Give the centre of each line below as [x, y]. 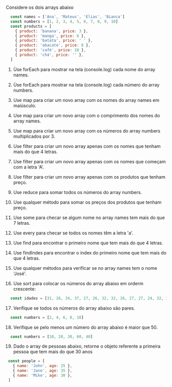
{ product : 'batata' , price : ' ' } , [54, 40]
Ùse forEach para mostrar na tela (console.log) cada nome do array [84, 69]
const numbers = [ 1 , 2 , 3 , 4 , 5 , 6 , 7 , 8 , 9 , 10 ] [64, 21]
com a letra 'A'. [29, 167]
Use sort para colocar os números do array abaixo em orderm [78, 283]
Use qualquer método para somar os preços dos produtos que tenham [87, 202]
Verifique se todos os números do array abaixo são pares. [74, 308]
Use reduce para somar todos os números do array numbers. [78, 192]
